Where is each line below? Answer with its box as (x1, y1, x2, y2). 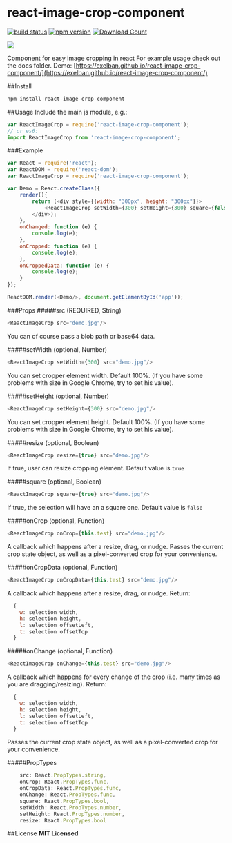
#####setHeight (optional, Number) (7, 392, 109, 400)
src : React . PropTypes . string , (19, 772, 107, 779)
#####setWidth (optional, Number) (7, 345, 108, 353)
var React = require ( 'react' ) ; (7, 160, 97, 167)
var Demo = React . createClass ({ (7, 185, 100, 192)
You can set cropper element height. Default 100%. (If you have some (7, 417, 206, 426)
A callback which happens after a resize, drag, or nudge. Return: (7, 589, 191, 597)
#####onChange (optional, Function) (7, 647, 113, 655)
